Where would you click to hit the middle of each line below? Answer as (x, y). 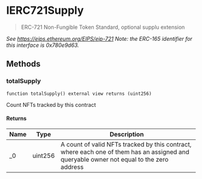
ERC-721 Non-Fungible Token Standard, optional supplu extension (103, 27)
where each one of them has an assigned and (125, 152)
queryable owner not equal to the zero (115, 159)
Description (127, 134)
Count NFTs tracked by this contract (51, 105)
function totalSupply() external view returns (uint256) (79, 94)
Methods (23, 64)
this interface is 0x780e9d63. (43, 45)
